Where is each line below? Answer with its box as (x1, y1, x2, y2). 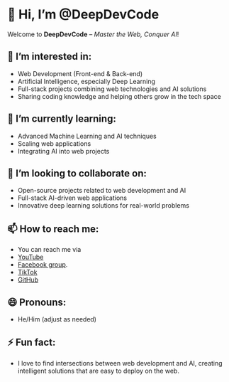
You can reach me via (17, 245, 82, 254)
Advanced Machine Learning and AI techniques (17, 132, 157, 140)
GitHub (17, 275, 39, 284)
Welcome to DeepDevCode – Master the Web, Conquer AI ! (7, 30, 179, 38)
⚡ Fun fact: (7, 336, 56, 349)
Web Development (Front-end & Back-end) (17, 69, 143, 78)
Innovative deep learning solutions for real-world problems (17, 201, 190, 210)
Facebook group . (17, 260, 68, 269)
